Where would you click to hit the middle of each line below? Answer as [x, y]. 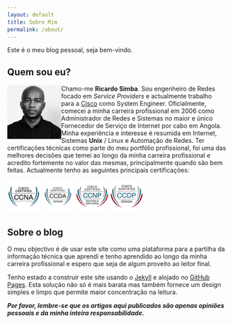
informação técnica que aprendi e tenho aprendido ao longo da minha [107, 256]
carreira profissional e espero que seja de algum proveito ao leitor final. [110, 264]
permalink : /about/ [35, 29]
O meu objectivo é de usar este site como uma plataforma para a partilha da [116, 249]
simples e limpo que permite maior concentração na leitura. [93, 292]
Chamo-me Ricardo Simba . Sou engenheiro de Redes [138, 89]
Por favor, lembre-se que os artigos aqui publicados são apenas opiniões [116, 306]
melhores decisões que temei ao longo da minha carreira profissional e [109, 155]
